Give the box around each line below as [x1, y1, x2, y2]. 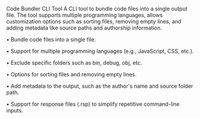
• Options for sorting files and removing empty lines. [6, 71, 137, 78]
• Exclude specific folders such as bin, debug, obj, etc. [6, 59, 143, 66]
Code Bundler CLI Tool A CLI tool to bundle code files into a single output [6, 5, 188, 12]
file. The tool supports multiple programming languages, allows [6, 11, 163, 19]
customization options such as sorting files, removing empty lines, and [6, 18, 182, 25]
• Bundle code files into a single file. [6, 36, 96, 43]
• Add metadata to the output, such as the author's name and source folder [6, 82, 193, 90]
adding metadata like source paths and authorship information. [6, 24, 163, 31]
